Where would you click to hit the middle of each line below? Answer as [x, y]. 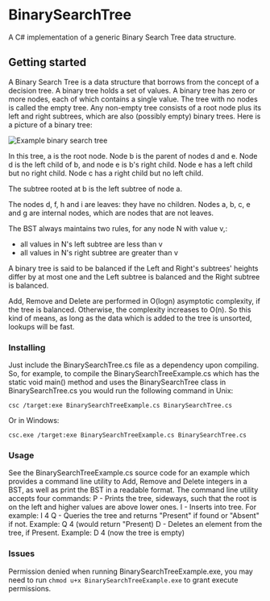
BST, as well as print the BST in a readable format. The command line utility [133, 490]
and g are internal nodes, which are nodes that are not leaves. [111, 213]
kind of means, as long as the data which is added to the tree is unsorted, [130, 318]
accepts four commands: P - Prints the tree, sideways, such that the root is [133, 499]
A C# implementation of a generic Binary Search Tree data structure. [122, 37]
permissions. [30, 588]
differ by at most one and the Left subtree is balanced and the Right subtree [134, 276]
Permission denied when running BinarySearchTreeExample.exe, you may [131, 571]
